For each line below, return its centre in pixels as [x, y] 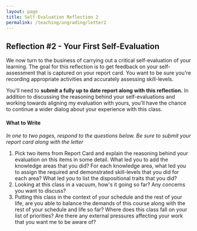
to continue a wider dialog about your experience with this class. [84, 109]
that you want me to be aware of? [55, 222]
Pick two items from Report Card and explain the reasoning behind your [101, 153]
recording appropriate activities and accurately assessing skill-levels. [90, 79]
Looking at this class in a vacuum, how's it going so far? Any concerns [100, 185]
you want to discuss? [40, 191]
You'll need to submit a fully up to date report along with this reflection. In [97, 91]
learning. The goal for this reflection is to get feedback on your [82, 67]
